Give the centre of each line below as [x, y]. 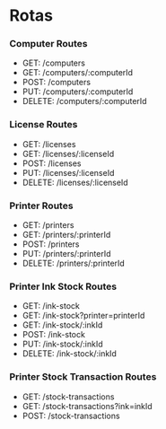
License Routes [44, 125]
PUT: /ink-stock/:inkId [62, 344]
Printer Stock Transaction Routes [83, 377]
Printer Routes [41, 206]
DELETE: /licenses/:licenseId [75, 182]
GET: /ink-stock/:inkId [62, 325]
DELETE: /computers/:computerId [84, 101]
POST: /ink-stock [53, 335]
